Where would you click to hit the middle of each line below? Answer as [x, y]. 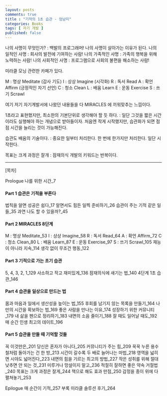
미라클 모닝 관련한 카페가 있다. [34, 71]
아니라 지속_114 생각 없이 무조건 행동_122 [50, 248]
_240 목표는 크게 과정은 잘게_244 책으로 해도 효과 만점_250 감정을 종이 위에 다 [82, 372]
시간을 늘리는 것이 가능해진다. [39, 127]
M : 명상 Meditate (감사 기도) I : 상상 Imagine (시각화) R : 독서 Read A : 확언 [79, 81]
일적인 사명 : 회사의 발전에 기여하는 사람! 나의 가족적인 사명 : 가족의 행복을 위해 [81, 54]
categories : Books [24, 24]
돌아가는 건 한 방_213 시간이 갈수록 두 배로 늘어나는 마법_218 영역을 [83, 353]
